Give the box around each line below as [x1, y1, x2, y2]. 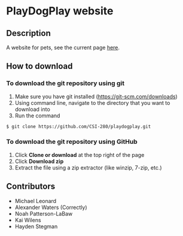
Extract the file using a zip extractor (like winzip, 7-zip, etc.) [14, 164, 163, 171]
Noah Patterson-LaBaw [14, 210, 73, 217]
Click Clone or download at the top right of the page [14, 151, 145, 158]
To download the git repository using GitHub [6, 138, 138, 146]
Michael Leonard [14, 197, 57, 204]
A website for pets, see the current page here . [6, 44, 120, 51]
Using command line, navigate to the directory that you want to [14, 99, 170, 106]
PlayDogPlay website [6, 4, 114, 18]
